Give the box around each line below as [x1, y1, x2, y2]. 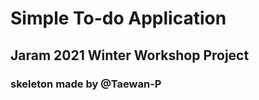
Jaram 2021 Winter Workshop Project [10, 47, 250, 64]
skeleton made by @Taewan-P [10, 77, 162, 91]
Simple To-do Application [10, 7, 227, 30]
